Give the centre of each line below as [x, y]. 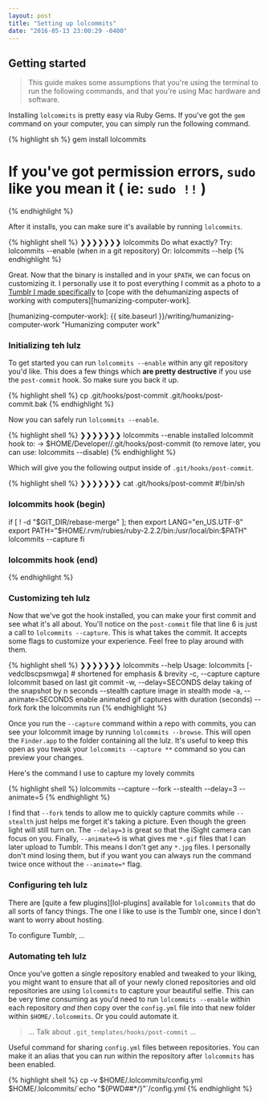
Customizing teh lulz [49, 598]
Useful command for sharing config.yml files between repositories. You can [134, 1047]
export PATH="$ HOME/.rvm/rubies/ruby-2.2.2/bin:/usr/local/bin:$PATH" [128, 530]
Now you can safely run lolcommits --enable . [84, 420]
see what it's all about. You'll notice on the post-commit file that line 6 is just [133, 624]
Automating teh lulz [47, 956]
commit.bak [28, 404]
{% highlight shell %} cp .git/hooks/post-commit [88, 395]
